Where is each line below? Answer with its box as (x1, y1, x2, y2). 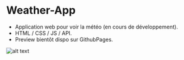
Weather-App (6, 4, 76, 17)
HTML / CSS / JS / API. (14, 29, 72, 36)
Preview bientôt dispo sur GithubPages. (14, 36, 113, 43)
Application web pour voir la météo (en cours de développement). (14, 23, 179, 30)
